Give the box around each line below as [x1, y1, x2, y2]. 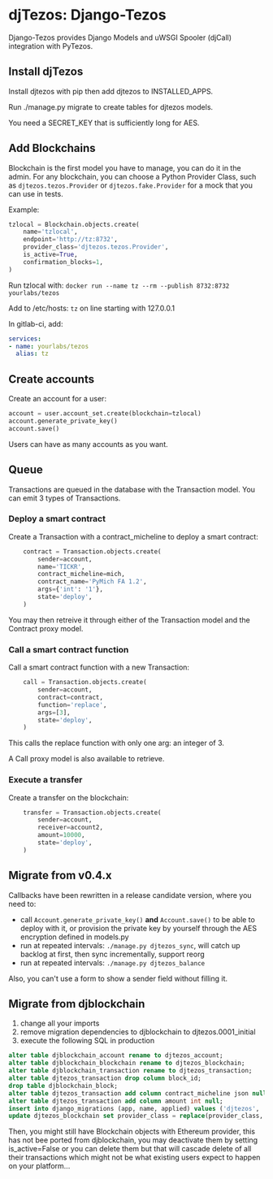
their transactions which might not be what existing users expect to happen [8, 1152, 261, 1163]
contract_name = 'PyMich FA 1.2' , [37, 578, 148, 586]
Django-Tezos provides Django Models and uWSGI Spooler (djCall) [8, 33, 232, 42]
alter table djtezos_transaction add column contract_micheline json [8, 1089, 249, 1098]
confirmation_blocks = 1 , [23, 258, 104, 266]
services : [8, 335, 42, 343]
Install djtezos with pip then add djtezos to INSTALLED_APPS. [8, 86, 214, 96]
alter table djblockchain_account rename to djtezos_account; [8, 1051, 223, 1060]
